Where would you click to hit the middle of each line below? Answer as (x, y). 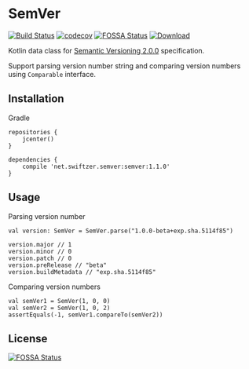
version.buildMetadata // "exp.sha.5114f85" (82, 272)
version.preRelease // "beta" (58, 265)
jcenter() (38, 139)
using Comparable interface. (52, 74)
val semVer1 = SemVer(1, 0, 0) (59, 301)
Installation (36, 99)
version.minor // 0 (40, 251)
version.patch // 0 (40, 258)
